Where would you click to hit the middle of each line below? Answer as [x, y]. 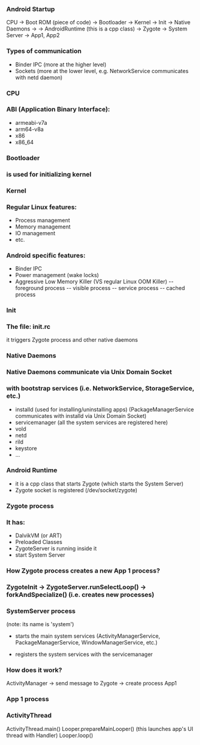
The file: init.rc [28, 327]
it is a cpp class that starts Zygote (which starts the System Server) [99, 484]
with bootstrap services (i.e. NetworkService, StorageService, [100, 389]
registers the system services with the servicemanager [84, 654]
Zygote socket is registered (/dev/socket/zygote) [76, 490]
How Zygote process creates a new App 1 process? [83, 570]
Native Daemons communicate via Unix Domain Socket [89, 372]
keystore [26, 448]
